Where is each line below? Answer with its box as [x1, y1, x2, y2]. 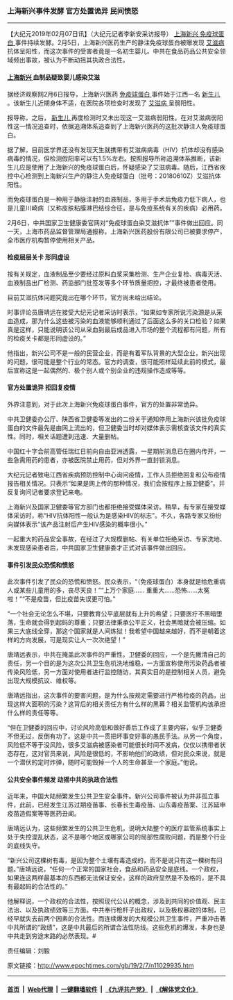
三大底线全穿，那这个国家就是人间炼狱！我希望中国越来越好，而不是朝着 [12, 627, 220, 635]
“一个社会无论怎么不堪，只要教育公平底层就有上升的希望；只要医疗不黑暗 [7, 609, 217, 618]
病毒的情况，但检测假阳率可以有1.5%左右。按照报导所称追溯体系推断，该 [7, 154, 216, 163]
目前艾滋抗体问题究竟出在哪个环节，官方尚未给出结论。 [7, 293, 165, 302]
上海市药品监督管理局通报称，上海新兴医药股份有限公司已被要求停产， [25, 227, 226, 236]
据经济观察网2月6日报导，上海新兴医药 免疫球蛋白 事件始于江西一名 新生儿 [7, 90, 221, 98]
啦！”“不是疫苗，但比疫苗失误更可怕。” [7, 595, 116, 603]
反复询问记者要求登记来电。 [7, 488, 87, 496]
